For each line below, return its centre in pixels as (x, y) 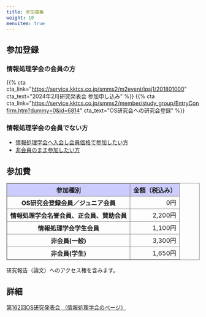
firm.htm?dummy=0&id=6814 (43, 110)
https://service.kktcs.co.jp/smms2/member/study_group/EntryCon (115, 103)
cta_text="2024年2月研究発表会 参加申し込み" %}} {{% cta (81, 96)
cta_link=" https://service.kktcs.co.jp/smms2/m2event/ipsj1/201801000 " (97, 89)
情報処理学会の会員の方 (41, 69)
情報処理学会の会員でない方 (47, 128)
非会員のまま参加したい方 (48, 150)
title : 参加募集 (25, 12)
